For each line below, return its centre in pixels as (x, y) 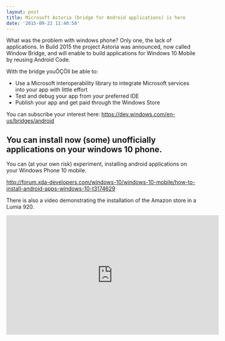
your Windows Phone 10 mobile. (46, 170)
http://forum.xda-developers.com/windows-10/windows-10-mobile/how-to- (101, 182)
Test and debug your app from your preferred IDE (77, 96)
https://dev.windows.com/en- (138, 114)
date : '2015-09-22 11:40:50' (43, 23)
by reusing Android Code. (39, 60)
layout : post (23, 12)
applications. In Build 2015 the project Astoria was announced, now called (99, 47)
